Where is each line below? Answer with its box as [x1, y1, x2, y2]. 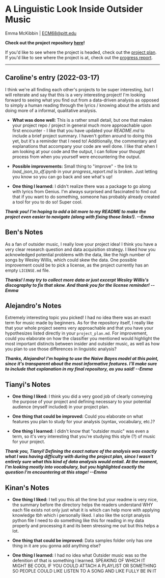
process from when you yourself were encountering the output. [12, 154, 141, 160]
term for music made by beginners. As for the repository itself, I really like [5, 320, 154, 326]
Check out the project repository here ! [5, 39, 85, 45]
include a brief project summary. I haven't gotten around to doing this [12, 133, 153, 138]
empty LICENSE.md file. [5, 267, 50, 273]
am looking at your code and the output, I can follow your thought [12, 148, 145, 154]
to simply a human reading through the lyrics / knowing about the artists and [5, 102, 160, 108]
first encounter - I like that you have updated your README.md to [12, 127, 145, 134]
